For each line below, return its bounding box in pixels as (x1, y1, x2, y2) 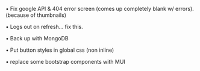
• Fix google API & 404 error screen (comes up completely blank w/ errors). (5, 5, 194, 12)
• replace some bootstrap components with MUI (5, 58, 126, 65)
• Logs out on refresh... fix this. (5, 23, 83, 30)
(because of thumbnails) (5, 11, 67, 19)
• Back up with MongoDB (5, 35, 69, 42)
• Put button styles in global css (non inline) (5, 46, 114, 54)
